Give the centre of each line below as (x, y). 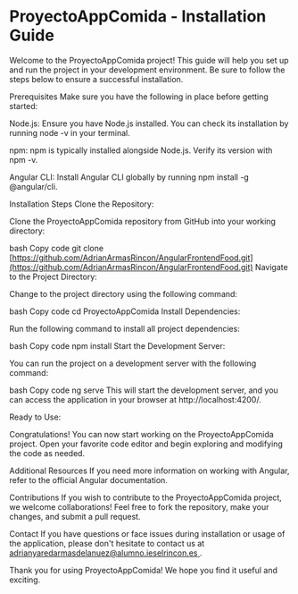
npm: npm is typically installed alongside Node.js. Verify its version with (141, 150)
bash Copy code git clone (57, 248)
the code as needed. (47, 453)
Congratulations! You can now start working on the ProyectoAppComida (141, 434)
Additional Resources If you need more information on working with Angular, (149, 471)
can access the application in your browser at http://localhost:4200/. (135, 399)
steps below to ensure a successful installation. (96, 79)
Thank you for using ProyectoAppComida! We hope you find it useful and (144, 570)
